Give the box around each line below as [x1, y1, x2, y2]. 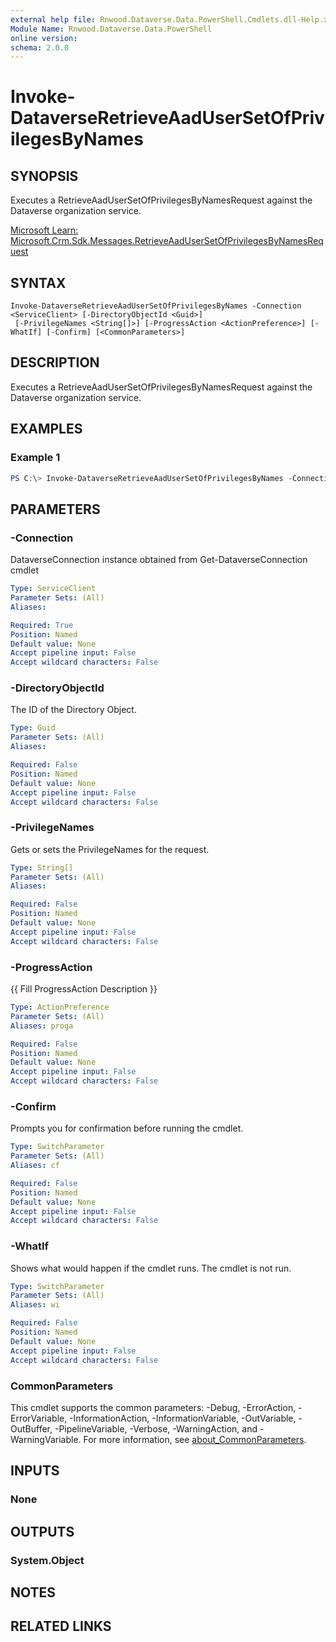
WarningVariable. [10, 1433, 82, 1445]
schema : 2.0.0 [10, 42, 70, 53]
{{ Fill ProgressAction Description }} [10, 983, 158, 995]
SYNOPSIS [10, 167, 79, 185]
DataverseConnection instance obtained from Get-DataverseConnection [10, 554, 308, 566]
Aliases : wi [10, 1300, 60, 1310]
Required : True [10, 620, 74, 630]
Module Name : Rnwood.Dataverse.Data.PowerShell [10, 24, 213, 34]
